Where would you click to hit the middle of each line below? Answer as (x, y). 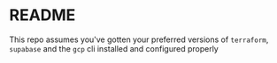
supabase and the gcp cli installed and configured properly (114, 48)
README (42, 15)
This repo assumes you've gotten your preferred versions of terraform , (139, 39)
